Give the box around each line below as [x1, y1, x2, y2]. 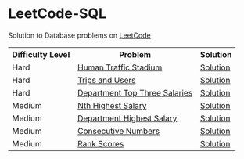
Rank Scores [77, 138, 124, 149]
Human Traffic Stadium [77, 62, 163, 73]
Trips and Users [77, 74, 136, 85]
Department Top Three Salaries [77, 87, 193, 98]
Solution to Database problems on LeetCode [8, 31, 151, 40]
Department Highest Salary [77, 113, 178, 124]
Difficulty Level [12, 49, 70, 60]
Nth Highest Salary [77, 99, 147, 110]
